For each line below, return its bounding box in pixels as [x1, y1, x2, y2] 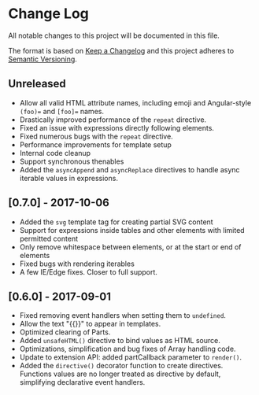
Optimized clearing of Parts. [19, 327, 111, 337]
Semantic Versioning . [8, 54, 77, 64]
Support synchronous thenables [19, 157, 124, 166]
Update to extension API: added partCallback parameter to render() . [19, 353, 242, 362]
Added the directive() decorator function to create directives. [19, 361, 224, 371]
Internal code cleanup [19, 148, 91, 157]
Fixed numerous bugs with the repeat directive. [19, 131, 173, 141]
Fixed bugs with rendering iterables [19, 259, 135, 268]
